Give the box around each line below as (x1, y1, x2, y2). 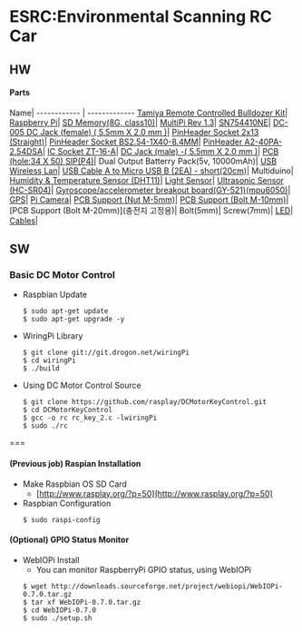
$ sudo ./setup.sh (22, 613, 93, 623)
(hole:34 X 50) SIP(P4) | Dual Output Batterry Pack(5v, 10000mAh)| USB (9, 155, 278, 166)
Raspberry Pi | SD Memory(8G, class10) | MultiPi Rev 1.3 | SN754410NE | (9, 116, 271, 128)
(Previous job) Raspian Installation (9, 459, 141, 469)
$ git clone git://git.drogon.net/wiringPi (22, 348, 190, 358)
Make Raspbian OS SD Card (22, 479, 127, 489)
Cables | (9, 215, 39, 226)
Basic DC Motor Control (9, 269, 115, 281)
